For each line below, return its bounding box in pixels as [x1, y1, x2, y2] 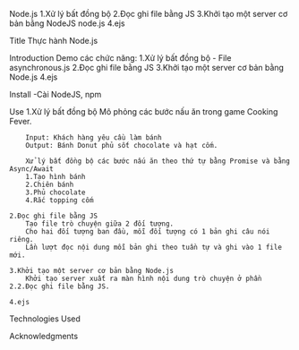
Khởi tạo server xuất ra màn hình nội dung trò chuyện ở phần [25, 274, 262, 283]
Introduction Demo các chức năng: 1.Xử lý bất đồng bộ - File [9, 53, 232, 63]
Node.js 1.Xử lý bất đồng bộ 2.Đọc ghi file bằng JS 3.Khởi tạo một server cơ [9, 9, 288, 19]
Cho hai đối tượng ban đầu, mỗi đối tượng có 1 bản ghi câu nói [25, 227, 270, 236]
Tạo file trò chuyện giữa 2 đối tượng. [25, 219, 175, 228]
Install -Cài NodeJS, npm [9, 90, 102, 99]
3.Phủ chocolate [25, 188, 87, 197]
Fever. [9, 116, 32, 126]
